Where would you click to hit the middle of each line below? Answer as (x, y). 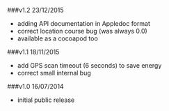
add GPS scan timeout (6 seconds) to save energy (89, 65)
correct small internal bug (54, 73)
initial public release (46, 100)
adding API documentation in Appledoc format (84, 23)
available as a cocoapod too (58, 38)
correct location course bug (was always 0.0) (82, 31)
